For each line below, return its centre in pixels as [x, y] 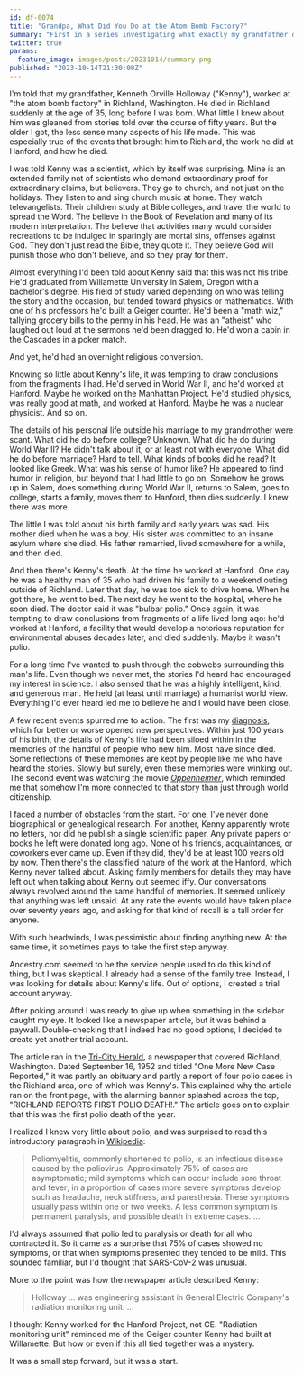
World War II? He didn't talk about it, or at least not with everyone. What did [149, 449]
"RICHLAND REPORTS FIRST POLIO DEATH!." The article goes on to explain [150, 1105]
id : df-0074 [32, 18]
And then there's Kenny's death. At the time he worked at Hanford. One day [150, 570]
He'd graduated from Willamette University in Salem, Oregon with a [134, 281]
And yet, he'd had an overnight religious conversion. [106, 356]
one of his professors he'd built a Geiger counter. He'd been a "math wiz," [147, 310]
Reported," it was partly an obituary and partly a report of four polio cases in [151, 1076]
